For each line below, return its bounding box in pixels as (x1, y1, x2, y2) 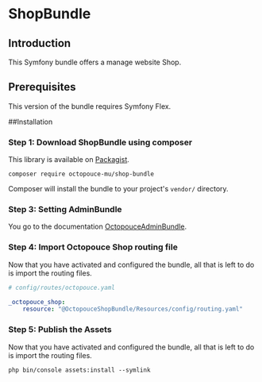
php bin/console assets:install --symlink (8, 366, 151, 374)
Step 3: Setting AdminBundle (8, 204, 122, 215)
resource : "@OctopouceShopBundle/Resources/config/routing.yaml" (22, 305, 244, 314)
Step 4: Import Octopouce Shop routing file (8, 241, 179, 253)
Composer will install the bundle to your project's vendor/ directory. (8, 184, 229, 194)
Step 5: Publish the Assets (8, 324, 113, 335)
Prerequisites (8, 80, 76, 94)
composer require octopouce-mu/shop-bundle (8, 170, 155, 179)
